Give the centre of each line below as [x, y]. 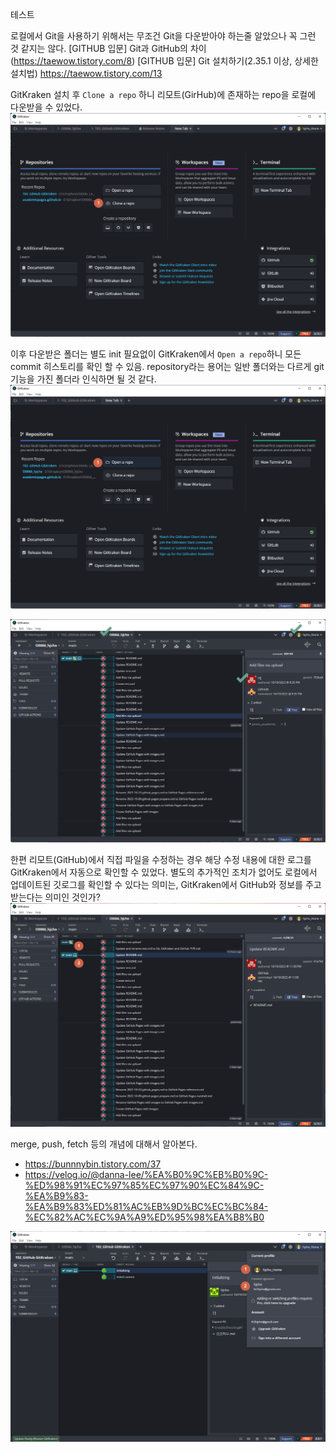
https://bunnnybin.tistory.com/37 [93, 1164]
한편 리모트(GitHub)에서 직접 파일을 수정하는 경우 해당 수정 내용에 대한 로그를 [161, 860]
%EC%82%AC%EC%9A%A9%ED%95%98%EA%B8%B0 [144, 1217]
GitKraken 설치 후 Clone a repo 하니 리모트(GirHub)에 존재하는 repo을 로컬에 [163, 94]
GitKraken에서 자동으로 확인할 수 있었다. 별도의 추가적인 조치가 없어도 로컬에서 [164, 872]
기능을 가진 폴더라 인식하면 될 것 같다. [83, 379]
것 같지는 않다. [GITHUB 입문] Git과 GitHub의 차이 [108, 48]
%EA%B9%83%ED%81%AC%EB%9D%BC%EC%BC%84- [146, 1207]
